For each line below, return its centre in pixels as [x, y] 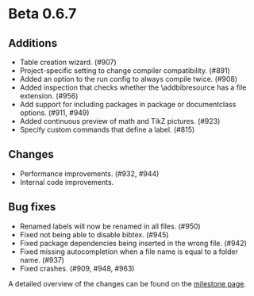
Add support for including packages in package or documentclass [128, 104]
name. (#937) [42, 259]
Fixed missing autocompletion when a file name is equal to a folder [129, 252]
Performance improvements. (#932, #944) [89, 173]
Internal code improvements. [67, 182]
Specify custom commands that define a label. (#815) [107, 129]
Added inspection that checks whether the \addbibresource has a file [133, 87]
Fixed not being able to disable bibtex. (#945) [94, 234]
